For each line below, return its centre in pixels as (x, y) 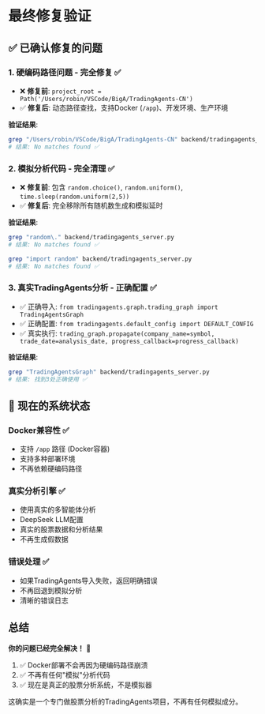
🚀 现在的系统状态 (49, 406)
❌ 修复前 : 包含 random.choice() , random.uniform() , (101, 187)
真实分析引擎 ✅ (37, 491)
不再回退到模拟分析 (51, 590)
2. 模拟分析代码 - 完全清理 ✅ (62, 168)
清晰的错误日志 (44, 600)
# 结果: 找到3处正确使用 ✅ (48, 379)
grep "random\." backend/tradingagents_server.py (91, 237)
